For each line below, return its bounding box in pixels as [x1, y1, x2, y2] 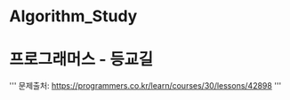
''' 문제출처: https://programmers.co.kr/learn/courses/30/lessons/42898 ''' [9, 81, 282, 91]
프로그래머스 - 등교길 [9, 50, 154, 70]
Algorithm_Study [9, 6, 138, 27]
